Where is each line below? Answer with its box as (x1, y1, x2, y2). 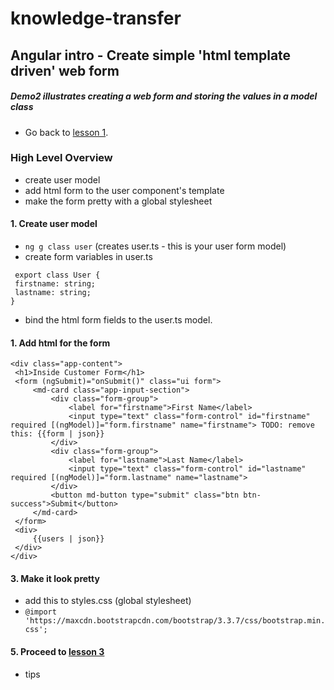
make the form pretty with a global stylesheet (24, 195, 213, 207)
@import (24, 607, 57, 617)
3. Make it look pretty (10, 572, 100, 584)
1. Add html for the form (10, 337, 111, 349)
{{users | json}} (32, 534, 105, 544)
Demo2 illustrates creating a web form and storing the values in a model (10, 90, 318, 102)
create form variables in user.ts (24, 251, 153, 263)
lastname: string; (14, 288, 92, 298)
